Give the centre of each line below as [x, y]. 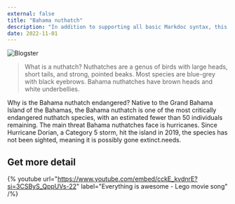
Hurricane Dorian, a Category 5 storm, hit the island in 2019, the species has [117, 132]
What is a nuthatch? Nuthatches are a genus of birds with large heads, [126, 67]
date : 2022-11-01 [33, 33]
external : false [31, 14]
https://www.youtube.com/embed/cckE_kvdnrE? [127, 179]
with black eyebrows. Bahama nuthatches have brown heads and [118, 82]
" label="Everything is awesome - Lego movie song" [152, 186]
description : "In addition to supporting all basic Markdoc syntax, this [117, 27]
